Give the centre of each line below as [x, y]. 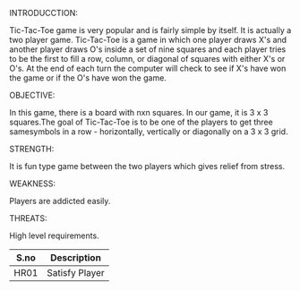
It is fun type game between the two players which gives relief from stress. [147, 166]
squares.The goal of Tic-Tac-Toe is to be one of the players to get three [141, 122]
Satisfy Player [75, 273]
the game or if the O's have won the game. [88, 78]
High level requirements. [55, 235]
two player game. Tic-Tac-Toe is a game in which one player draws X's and [148, 40]
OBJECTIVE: [32, 95]
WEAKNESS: [33, 184]
